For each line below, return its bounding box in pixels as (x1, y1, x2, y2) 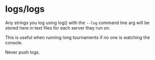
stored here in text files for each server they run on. (5, 25, 110, 30)
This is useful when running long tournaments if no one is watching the (5, 34, 150, 40)
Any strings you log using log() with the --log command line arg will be (5, 20, 150, 26)
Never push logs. (5, 49, 40, 55)
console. (5, 39, 23, 45)
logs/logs (5, 3, 45, 15)
